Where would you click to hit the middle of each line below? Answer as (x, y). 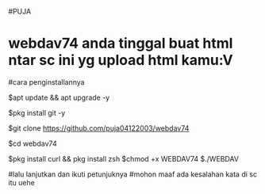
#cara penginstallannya (46, 82)
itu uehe (22, 182)
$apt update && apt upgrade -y (59, 97)
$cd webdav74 (33, 143)
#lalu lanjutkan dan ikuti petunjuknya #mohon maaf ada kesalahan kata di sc (133, 174)
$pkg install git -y (37, 112)
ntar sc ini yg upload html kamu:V (121, 61)
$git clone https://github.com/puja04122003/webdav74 (99, 128)
